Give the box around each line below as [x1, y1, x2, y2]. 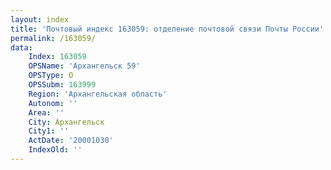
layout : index [10, 14, 70, 25]
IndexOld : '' [28, 145, 83, 155]
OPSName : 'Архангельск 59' [28, 61, 141, 71]
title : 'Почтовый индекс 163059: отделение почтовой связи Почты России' [10, 24, 325, 34]
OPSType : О [28, 71, 74, 81]
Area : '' [28, 107, 65, 118]
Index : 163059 [28, 52, 87, 62]
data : [10, 42, 33, 53]
